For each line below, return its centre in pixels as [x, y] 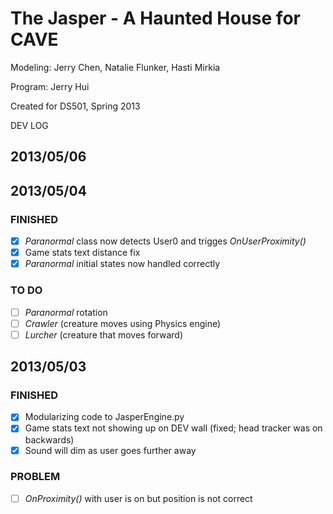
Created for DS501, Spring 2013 [75, 106]
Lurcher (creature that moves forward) [104, 334]
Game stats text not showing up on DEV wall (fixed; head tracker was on [173, 428]
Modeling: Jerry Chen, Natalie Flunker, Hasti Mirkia [115, 67]
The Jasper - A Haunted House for [155, 18]
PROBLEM [35, 477]
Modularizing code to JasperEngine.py [104, 417]
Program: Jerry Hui [50, 86]
